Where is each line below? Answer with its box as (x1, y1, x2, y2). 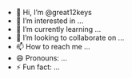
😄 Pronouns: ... (15, 53, 68, 63)
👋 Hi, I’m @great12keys (15, 8, 92, 17)
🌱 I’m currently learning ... (15, 25, 102, 33)
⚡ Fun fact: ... (15, 62, 60, 72)
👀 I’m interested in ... (15, 16, 84, 25)
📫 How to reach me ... (15, 42, 90, 51)
